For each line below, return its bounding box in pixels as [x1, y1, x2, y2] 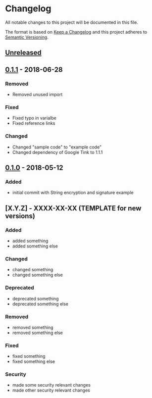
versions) [5, 211, 36, 220]
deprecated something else [12, 300, 68, 307]
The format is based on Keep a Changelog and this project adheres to [5, 29, 148, 35]
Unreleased [5, 49, 42, 57]
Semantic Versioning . [5, 34, 49, 40]
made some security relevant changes [12, 382, 91, 388]
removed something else [12, 330, 63, 336]
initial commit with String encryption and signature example [12, 190, 134, 196]
